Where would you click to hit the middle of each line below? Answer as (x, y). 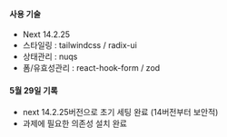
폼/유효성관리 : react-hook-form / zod (91, 68)
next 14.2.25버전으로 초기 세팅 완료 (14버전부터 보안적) (120, 113)
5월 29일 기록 (34, 90)
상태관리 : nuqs (50, 57)
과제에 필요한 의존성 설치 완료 (74, 123)
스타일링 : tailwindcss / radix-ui (80, 45)
